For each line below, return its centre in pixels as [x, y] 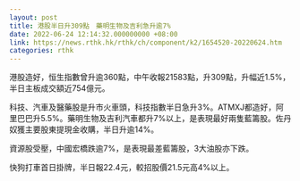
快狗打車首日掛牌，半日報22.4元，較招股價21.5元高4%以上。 [122, 168]
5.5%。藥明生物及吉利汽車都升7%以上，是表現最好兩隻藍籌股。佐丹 [166, 119]
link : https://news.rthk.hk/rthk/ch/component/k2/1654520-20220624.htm [146, 42]
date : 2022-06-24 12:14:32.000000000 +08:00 [94, 34]
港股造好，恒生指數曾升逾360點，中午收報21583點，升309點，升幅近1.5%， [150, 78]
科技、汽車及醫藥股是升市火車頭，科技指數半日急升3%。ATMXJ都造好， [143, 107]
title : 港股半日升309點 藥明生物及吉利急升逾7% [90, 26]
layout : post [34, 17]
